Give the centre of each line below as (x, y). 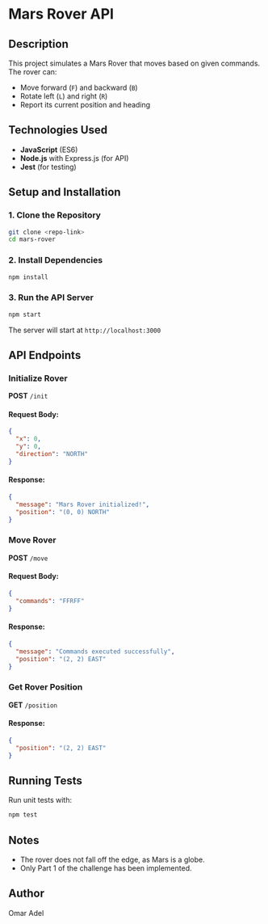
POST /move (28, 558)
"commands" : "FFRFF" (50, 601)
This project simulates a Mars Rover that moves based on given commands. (134, 63)
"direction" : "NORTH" (52, 454)
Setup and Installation (65, 192)
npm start (25, 314)
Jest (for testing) (48, 167)
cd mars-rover (32, 239)
